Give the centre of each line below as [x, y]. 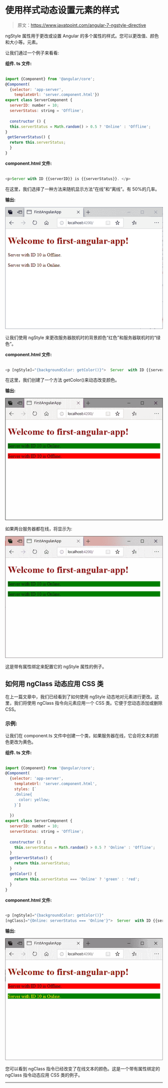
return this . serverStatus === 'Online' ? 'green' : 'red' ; [77, 879]
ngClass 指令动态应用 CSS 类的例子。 [44, 1075]
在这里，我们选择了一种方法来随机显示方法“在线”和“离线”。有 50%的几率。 [82, 189]
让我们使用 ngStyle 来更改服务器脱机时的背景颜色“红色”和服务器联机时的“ [81, 338]
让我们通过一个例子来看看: [32, 53]
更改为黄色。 [22, 742]
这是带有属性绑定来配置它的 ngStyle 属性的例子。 [56, 667]
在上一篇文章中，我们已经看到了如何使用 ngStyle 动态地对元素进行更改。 [80, 697]
